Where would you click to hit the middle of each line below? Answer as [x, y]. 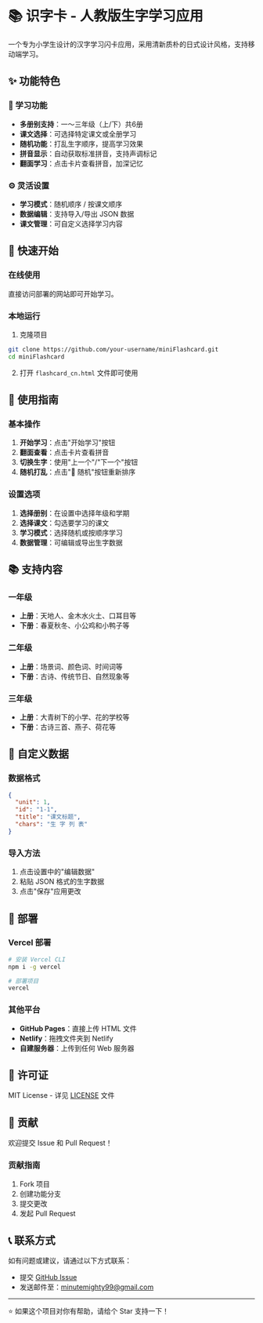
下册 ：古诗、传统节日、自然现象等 [74, 676]
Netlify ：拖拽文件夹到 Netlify [66, 1038]
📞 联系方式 [32, 1240]
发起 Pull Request [47, 1213]
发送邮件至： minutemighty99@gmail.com [86, 1287]
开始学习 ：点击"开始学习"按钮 [67, 443]
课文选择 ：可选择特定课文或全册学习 [78, 133]
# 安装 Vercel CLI [37, 959]
